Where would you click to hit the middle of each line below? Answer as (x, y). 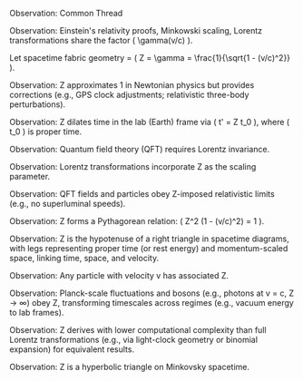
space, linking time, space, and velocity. (84, 258)
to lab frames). (37, 313)
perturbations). (38, 104)
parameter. (30, 176)
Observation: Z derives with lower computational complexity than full (138, 330)
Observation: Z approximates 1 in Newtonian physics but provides (132, 85)
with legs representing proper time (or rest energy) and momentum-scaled (149, 248)
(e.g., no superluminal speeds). (68, 204)
